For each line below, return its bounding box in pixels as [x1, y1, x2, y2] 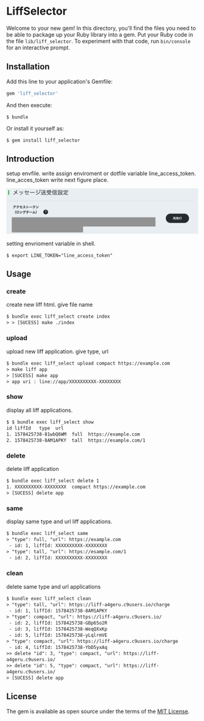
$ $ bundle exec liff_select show [6, 419, 94, 425]
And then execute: [6, 101, 52, 109]
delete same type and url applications [6, 583, 101, 590]
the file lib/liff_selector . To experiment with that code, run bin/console [6, 37, 191, 45]
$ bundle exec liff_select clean [6, 595, 91, 601]
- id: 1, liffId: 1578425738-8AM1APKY [9, 608, 108, 614]
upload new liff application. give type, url [6, 348, 108, 355]
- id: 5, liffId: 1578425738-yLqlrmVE [9, 632, 108, 638]
